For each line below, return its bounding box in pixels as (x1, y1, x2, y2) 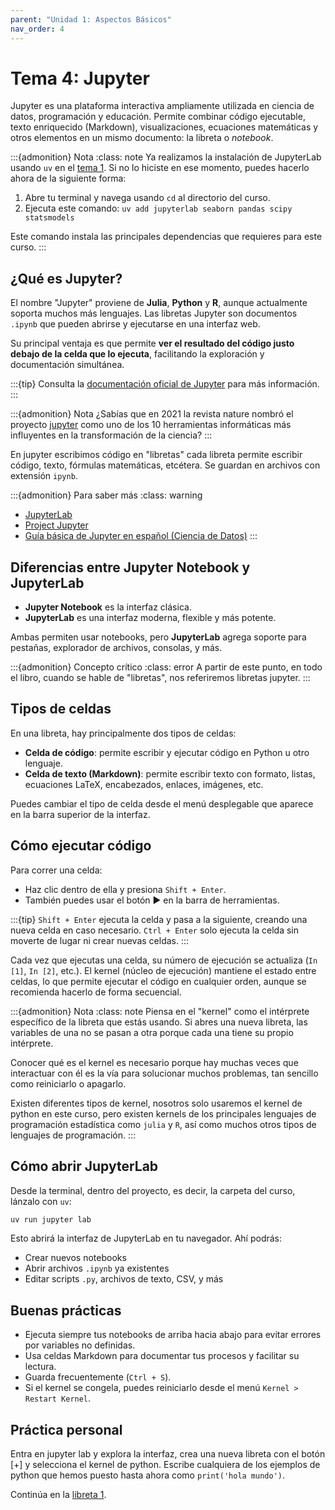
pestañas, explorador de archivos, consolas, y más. (10, 642, 223, 654)
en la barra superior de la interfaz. (10, 808, 151, 820)
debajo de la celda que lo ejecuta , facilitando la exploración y (10, 348, 265, 360)
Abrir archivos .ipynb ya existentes (24, 1262, 170, 1275)
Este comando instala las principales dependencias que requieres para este (10, 231, 323, 243)
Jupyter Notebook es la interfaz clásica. (24, 601, 192, 613)
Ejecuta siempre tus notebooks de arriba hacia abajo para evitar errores (24, 1329, 322, 1341)
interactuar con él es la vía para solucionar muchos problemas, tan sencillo (10, 1067, 319, 1079)
